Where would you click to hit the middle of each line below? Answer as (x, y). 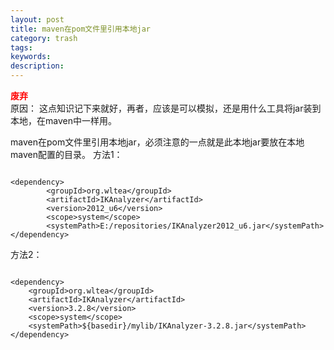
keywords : (31, 57)
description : (37, 66)
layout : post (37, 19)
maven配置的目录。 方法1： (66, 154)
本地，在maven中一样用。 (63, 120)
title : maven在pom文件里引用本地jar (80, 29)
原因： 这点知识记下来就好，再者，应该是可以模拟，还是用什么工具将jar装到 (166, 108)
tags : (21, 47)
